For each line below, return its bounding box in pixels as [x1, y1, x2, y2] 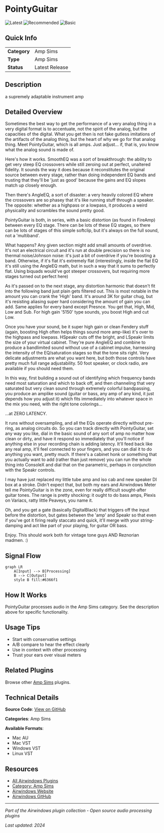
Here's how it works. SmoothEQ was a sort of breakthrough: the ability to [5, 156, 152, 162]
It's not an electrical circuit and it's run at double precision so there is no [5, 247, 150, 253]
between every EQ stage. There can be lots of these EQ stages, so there [5, 222, 150, 228]
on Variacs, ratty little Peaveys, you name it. [5, 497, 93, 504]
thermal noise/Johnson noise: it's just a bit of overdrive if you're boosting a [5, 253, 156, 259]
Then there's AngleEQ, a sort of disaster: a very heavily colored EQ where [5, 192, 153, 198]
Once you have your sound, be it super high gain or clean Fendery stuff [5, 324, 149, 330]
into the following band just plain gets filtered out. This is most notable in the [5, 288, 159, 294]
